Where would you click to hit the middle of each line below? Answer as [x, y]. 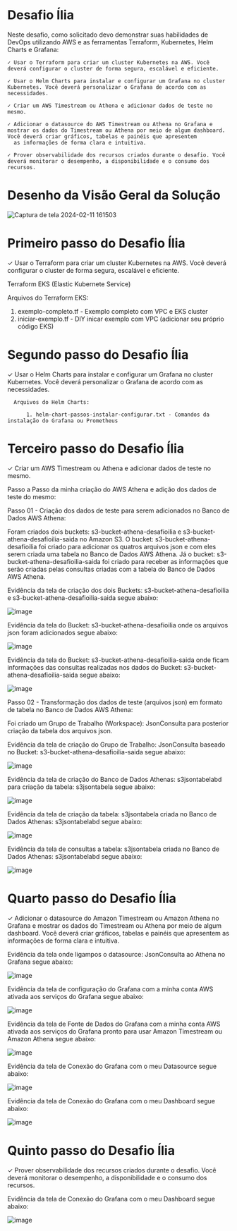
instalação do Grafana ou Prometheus [63, 421]
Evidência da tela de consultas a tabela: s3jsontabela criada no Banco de [114, 849]
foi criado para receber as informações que [165, 561]
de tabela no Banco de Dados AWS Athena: [70, 709]
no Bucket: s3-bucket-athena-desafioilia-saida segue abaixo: [96, 752]
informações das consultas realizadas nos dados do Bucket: [95, 667]
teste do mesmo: [32, 496]
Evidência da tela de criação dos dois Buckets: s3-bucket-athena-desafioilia [118, 590]
